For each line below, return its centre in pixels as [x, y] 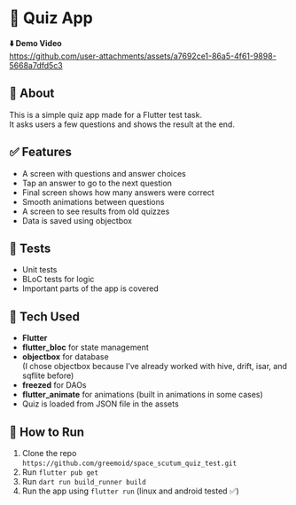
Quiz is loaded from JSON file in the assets [100, 404]
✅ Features [41, 152]
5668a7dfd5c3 [36, 65]
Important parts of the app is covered [90, 288]
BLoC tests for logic [58, 280]
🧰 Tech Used [44, 316]
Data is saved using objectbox [77, 220]
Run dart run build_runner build [84, 481]
